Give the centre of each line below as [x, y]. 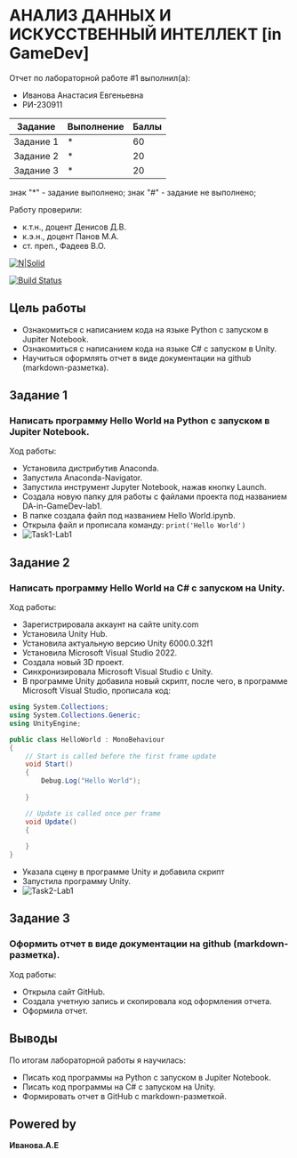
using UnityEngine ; [45, 723]
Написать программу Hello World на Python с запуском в [140, 421]
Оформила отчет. [55, 1010]
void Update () [51, 822]
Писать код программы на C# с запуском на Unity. [119, 1087]
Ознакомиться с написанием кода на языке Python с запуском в [145, 329]
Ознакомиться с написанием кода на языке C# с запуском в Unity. [149, 349]
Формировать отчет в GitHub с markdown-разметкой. [124, 1096]
